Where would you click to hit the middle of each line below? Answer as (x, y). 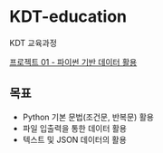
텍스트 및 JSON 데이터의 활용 (74, 139)
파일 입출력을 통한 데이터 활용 (74, 128)
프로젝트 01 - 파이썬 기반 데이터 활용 (73, 62)
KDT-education (68, 17)
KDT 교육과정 (33, 43)
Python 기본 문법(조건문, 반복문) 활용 (88, 117)
